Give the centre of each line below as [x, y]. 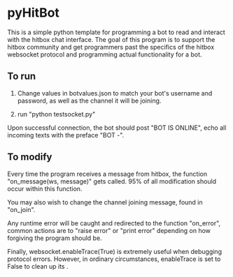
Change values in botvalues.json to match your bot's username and [115, 93]
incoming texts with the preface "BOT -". [66, 135]
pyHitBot [33, 13]
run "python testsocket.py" [56, 114]
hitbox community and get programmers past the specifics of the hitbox [111, 47]
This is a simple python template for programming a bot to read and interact [116, 32]
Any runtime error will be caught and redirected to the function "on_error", [114, 223]
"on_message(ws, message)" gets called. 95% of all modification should [112, 181]
